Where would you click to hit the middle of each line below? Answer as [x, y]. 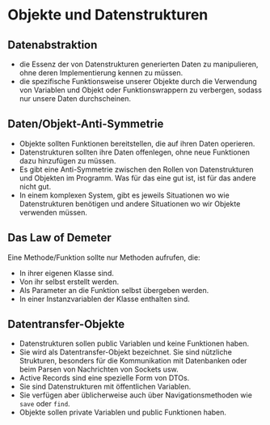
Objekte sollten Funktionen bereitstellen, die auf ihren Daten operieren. [137, 143]
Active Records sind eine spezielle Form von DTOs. [104, 378]
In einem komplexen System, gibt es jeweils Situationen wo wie [124, 195]
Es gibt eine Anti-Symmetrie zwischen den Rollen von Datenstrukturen [136, 169]
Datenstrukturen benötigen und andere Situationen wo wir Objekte [130, 203]
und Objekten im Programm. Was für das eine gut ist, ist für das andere [137, 178]
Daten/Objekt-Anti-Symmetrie [86, 124]
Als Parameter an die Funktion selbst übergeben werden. [114, 290]
